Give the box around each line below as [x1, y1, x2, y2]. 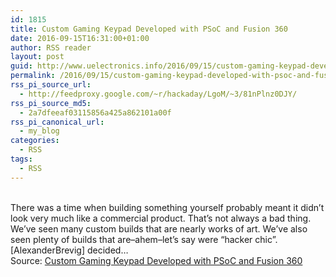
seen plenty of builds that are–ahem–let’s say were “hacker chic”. [10, 233, 278, 245]
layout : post [10, 52, 65, 62]
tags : [10, 154, 33, 164]
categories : [10, 136, 60, 146]
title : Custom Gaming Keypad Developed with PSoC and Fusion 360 [10, 24, 288, 34]
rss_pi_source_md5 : [10, 98, 92, 108]
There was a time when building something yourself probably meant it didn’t [10, 201, 325, 213]
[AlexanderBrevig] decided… [10, 244, 129, 256]
